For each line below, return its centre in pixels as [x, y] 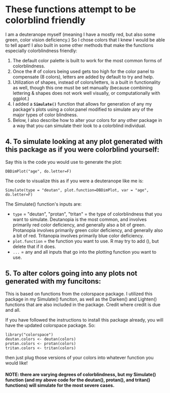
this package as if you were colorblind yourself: [82, 150]
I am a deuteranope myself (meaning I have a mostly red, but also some [80, 34]
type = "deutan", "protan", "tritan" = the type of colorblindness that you [87, 214]
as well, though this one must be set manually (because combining [82, 87]
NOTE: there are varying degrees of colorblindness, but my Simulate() [81, 375]
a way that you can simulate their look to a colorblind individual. [79, 126]
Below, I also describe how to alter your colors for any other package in [87, 120]
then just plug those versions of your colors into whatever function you [79, 357]
